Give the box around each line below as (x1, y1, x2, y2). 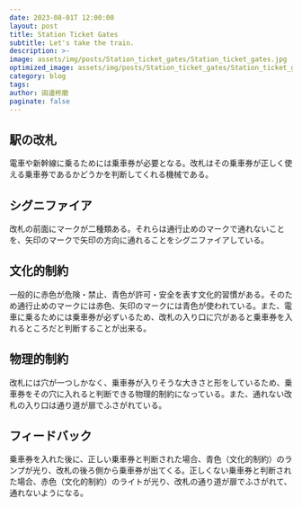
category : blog (9, 72, 67, 81)
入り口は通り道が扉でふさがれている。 (24, 399, 167, 410)
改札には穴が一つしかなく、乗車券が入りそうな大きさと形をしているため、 (9, 377, 285, 387)
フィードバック (9, 429, 93, 444)
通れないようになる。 (9, 487, 88, 499)
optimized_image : (9, 64, 75, 73)
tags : (9, 80, 30, 89)
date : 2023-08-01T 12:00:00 (9, 13, 115, 22)
